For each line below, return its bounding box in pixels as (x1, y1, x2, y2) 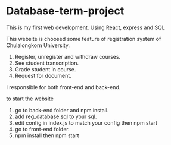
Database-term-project (6, 4, 125, 18)
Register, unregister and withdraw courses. (14, 53, 121, 60)
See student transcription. (14, 59, 79, 67)
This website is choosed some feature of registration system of (6, 35, 161, 42)
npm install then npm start (14, 132, 79, 139)
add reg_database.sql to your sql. (14, 113, 97, 120)
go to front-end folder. (14, 125, 70, 133)
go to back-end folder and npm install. (14, 106, 109, 114)
